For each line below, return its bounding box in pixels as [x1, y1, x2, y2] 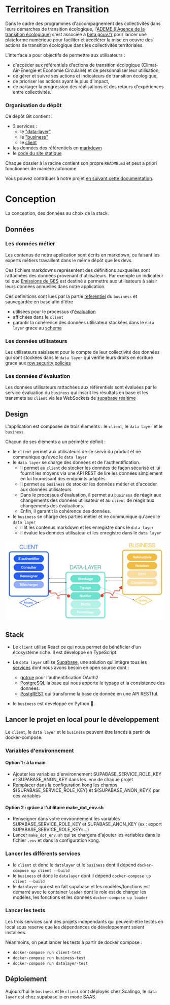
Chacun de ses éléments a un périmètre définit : [5, 439, 106, 445]
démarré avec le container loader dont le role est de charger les [12, 889, 147, 895]
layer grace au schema [12, 325, 62, 331]
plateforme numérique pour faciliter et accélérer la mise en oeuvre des [5, 37, 153, 43]
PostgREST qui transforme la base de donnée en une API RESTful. [20, 691, 159, 697]
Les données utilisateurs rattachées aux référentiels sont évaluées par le [5, 384, 157, 391]
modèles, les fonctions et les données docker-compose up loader [12, 894, 148, 900]
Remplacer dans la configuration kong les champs [12, 782, 118, 788]
